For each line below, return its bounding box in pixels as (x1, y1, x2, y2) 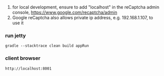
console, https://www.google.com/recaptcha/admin (12, 9, 117, 15)
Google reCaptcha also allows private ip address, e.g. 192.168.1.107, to (12, 15, 154, 20)
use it (12, 20, 24, 26)
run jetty (5, 32, 26, 39)
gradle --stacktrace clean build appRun (5, 43, 90, 48)
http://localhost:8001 (5, 66, 52, 71)
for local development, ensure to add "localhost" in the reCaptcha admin (12, 4, 160, 10)
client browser (5, 55, 41, 62)
